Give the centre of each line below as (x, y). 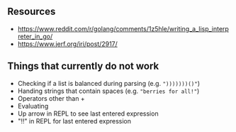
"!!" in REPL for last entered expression (74, 121)
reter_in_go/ (35, 36)
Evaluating (33, 106)
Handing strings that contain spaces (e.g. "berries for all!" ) (108, 91)
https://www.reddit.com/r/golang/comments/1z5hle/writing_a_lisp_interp (123, 28)
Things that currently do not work (83, 66)
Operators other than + (51, 98)
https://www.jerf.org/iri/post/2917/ (68, 44)
